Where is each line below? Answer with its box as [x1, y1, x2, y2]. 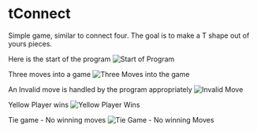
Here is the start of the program [8, 54, 111, 64]
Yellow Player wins [8, 100, 69, 109]
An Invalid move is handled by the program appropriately [8, 84, 193, 94]
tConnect [8, 5, 71, 23]
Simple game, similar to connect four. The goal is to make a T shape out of [8, 31, 250, 40]
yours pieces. [8, 38, 53, 48]
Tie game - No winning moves [8, 115, 106, 124]
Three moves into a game [8, 69, 91, 79]
